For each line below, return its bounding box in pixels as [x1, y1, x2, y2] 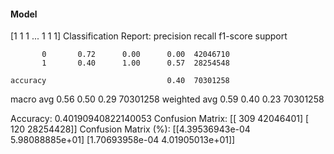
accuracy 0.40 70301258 [10, 76, 230, 86]
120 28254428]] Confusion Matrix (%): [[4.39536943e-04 [10, 123, 251, 135]
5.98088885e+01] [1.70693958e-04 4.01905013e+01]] [10, 134, 236, 146]
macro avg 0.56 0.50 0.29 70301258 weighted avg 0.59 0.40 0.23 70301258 [10, 93, 325, 105]
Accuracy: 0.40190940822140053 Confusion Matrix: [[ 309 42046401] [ [10, 113, 310, 125]
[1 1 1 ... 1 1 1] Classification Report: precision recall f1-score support [10, 30, 288, 42]
